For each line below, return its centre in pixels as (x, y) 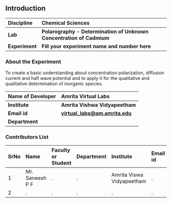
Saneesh (36, 178)
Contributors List (27, 137)
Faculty (61, 150)
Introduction (26, 8)
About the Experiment (33, 62)
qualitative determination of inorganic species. (54, 84)
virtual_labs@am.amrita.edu (96, 113)
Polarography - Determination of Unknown (95, 31)
